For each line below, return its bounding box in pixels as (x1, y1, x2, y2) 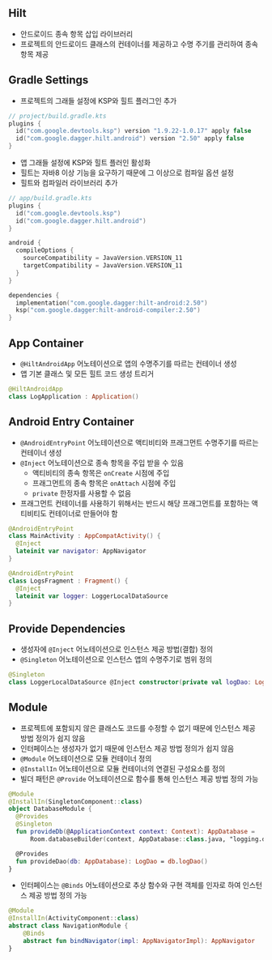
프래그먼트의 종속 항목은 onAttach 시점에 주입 (32, 478, 176, 488)
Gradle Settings (8, 73, 89, 87)
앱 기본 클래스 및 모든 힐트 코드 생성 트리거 (19, 369, 155, 378)
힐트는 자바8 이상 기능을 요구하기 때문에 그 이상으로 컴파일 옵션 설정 (19, 168, 235, 177)
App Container (8, 336, 84, 350)
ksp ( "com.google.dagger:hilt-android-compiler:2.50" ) (15, 306, 201, 314)
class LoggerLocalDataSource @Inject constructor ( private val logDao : (8, 678, 252, 686)
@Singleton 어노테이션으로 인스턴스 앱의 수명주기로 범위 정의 (19, 655, 213, 664)
